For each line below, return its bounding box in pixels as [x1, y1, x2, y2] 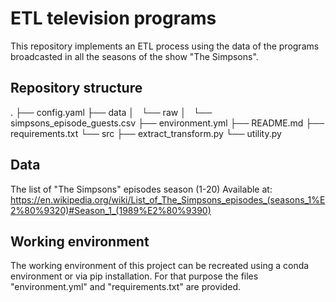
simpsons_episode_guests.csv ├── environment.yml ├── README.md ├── [10, 117, 325, 129]
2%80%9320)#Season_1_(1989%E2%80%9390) [10, 204, 212, 216]
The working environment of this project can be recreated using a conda [10, 260, 310, 272]
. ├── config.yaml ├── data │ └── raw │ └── [10, 106, 213, 118]
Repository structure [10, 80, 143, 97]
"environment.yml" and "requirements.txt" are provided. [10, 281, 242, 293]
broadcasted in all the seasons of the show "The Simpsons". [10, 50, 259, 62]
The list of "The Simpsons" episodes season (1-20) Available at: [10, 183, 273, 195]
